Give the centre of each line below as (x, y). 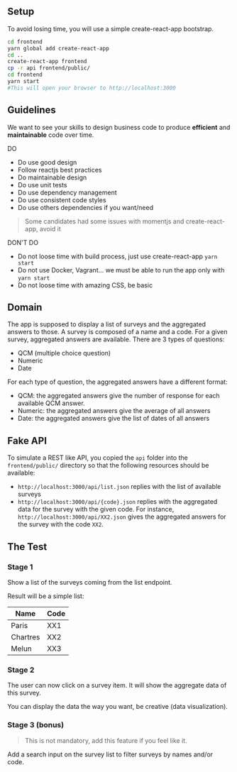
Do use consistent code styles (62, 200)
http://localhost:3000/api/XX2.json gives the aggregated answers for (122, 517)
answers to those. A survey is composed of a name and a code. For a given (117, 332)
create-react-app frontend (47, 62)
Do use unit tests (42, 184)
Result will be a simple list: (46, 596)
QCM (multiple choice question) (64, 353)
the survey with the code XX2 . (61, 524)
